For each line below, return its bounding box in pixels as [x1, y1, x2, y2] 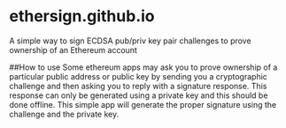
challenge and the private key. [9, 109, 120, 119]
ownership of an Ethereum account [9, 44, 137, 55]
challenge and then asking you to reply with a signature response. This [9, 80, 267, 91]
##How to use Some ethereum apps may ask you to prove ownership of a [9, 62, 278, 72]
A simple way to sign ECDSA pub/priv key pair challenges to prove [9, 35, 251, 46]
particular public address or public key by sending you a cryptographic [9, 71, 268, 81]
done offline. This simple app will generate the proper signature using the [9, 99, 277, 109]
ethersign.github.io [9, 6, 155, 26]
